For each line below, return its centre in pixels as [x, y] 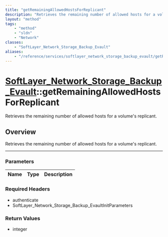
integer [20, 229]
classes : [14, 42]
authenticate [25, 200]
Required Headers [27, 189]
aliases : [14, 51]
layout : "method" [23, 19]
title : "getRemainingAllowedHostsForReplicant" [56, 10]
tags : [11, 24]
